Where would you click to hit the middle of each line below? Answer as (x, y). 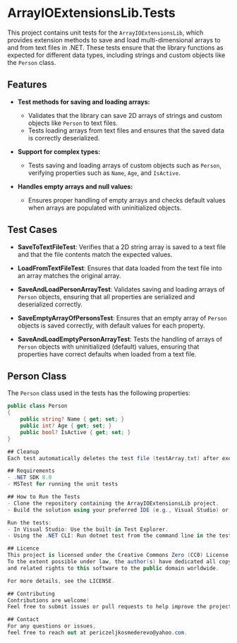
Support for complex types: (59, 151)
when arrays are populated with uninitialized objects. (105, 208)
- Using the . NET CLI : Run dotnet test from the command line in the (112, 536)
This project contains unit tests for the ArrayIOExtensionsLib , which (105, 32)
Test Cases (32, 230)
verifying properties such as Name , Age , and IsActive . (104, 173)
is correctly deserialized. (64, 138)
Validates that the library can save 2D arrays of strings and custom (125, 115)
